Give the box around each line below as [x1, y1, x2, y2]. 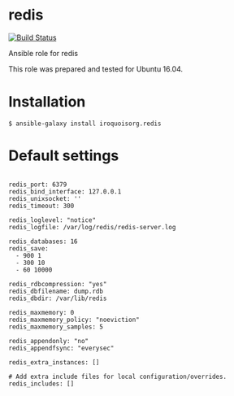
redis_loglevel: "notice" [8, 215, 96, 224]
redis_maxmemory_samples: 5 [8, 323, 104, 331]
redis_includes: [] [8, 380, 75, 388]
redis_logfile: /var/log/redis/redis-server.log [8, 223, 176, 231]
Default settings [8, 146, 119, 165]
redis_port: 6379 [8, 181, 67, 189]
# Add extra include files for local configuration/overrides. [8, 372, 227, 381]
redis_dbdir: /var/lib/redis [8, 294, 107, 302]
